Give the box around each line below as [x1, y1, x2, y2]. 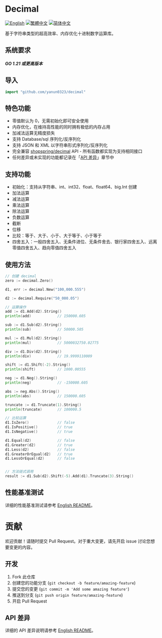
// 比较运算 [5, 415, 27, 421]
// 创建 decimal [5, 274, 36, 279]
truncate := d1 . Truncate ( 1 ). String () [5, 402, 82, 407]
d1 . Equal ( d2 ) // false [5, 438, 75, 443]
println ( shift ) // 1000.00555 [5, 367, 86, 372]
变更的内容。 [9, 544, 35, 550]
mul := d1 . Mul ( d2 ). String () [5, 336, 62, 340]
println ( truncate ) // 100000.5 [5, 407, 82, 412]
